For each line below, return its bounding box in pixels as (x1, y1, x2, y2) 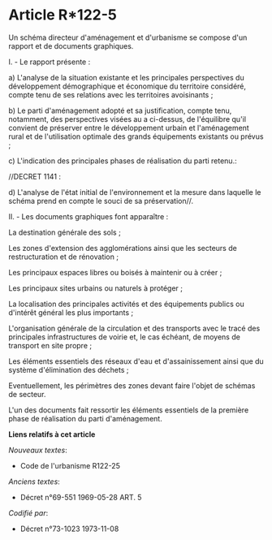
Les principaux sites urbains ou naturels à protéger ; (8, 283, 183, 293)
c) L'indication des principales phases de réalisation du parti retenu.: (8, 156, 237, 166)
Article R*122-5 (8, 6, 118, 24)
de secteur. (8, 389, 46, 399)
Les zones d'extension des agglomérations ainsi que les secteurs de (8, 243, 237, 253)
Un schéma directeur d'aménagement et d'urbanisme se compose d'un (8, 32, 248, 42)
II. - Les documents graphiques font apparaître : (8, 211, 169, 221)
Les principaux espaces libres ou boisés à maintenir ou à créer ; (8, 267, 222, 277)
